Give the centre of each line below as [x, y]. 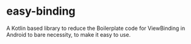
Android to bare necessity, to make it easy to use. [69, 34]
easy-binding [41, 11]
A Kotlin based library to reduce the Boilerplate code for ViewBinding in [96, 28]
